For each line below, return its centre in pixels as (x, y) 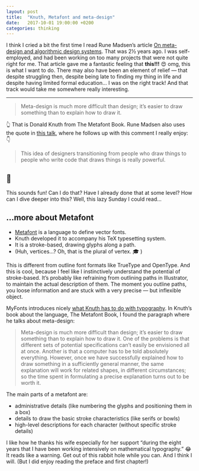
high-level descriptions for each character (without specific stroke (95, 425)
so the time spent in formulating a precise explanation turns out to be (105, 376)
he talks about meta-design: (41, 321)
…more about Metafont (50, 218)
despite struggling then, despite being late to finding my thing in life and (94, 77)
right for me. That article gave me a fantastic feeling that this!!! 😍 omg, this (98, 64)
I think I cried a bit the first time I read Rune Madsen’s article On (84, 45)
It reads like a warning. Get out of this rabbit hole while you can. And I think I (99, 455)
